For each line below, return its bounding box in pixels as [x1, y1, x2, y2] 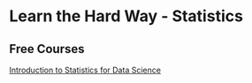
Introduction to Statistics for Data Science [9, 64, 162, 75]
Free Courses [9, 41, 86, 57]
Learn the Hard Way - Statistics [9, 6, 243, 26]
